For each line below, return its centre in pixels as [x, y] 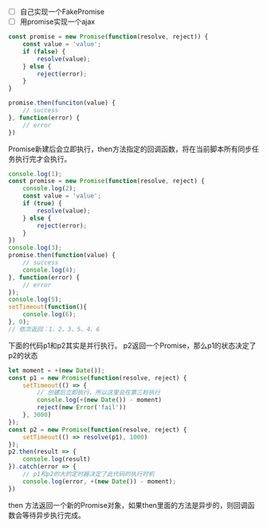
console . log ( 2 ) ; [50, 189]
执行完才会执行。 [43, 158]
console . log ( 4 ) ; [50, 270]
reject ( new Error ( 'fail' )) [82, 408]
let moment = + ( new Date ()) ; [57, 370]
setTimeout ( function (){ [48, 307]
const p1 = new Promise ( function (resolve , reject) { [98, 378]
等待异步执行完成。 [53, 515]
